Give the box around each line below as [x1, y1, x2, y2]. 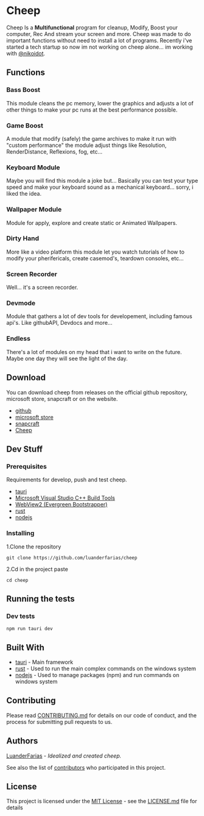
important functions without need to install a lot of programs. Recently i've [6, 37, 192, 44]
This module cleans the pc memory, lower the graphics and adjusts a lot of [6, 99, 194, 107]
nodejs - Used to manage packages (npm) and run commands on [15, 672, 180, 678]
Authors [6, 736, 38, 747]
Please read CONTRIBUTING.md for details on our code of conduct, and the [6, 711, 197, 719]
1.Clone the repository [6, 543, 62, 550]
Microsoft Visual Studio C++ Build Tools [15, 494, 116, 502]
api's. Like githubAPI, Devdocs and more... [6, 319, 113, 327]
